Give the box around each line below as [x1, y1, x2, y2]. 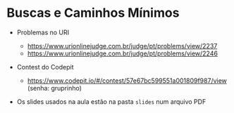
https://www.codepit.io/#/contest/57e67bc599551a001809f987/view [27, 76, 227, 85]
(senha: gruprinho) [27, 84, 82, 92]
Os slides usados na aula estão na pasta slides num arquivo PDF [16, 97, 207, 106]
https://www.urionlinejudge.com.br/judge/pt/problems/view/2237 [27, 41, 218, 50]
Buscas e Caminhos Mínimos [6, 5, 180, 21]
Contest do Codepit [16, 62, 75, 71]
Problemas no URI [16, 28, 70, 36]
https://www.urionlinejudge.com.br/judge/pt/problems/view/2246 [27, 49, 218, 58]
